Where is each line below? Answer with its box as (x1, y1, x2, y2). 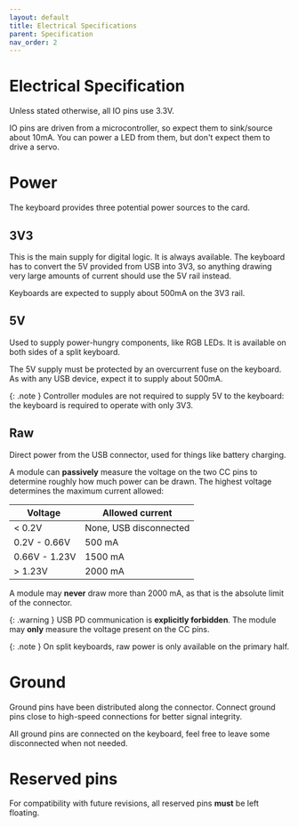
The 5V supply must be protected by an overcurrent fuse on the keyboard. (9, 364, 282, 374)
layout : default (9, 12, 69, 22)
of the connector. (9, 597, 73, 607)
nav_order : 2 (9, 37, 58, 47)
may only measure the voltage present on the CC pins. (9, 623, 211, 634)
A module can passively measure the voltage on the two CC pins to (9, 466, 258, 477)
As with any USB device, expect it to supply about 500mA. (9, 373, 223, 383)
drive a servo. (9, 141, 60, 152)
